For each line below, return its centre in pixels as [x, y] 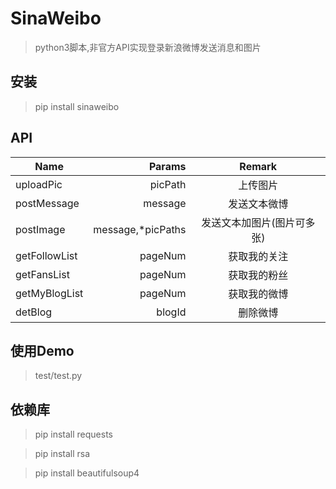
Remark [258, 166]
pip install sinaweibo [77, 106]
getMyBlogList [49, 293]
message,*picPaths [140, 229]
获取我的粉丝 [258, 275]
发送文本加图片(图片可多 [258, 222]
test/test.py [58, 376]
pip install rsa [62, 454]
